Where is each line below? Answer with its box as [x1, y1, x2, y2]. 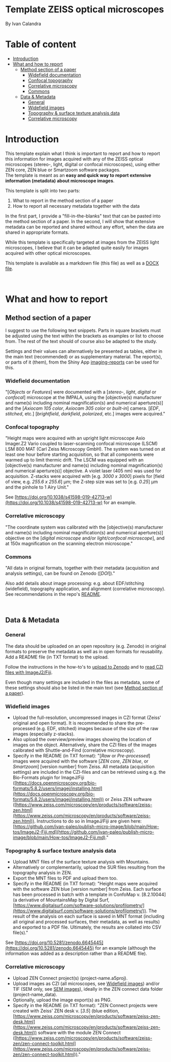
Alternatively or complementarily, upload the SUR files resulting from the [12, 864, 165, 870]
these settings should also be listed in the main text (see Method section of [5, 685, 163, 691]
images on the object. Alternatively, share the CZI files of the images [12, 742, 157, 748]
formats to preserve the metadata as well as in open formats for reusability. [5, 648, 163, 654]
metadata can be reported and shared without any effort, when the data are [5, 224, 164, 230]
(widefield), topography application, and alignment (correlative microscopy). [5, 586, 166, 592]
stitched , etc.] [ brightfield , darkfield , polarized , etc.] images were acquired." [5, 411, 165, 417]
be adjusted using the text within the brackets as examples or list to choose [5, 332, 164, 339]
